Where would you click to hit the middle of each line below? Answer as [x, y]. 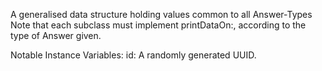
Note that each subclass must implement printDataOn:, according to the [158, 25]
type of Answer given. [56, 35]
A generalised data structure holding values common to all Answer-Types [161, 14]
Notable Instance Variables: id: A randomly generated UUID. [133, 55]
